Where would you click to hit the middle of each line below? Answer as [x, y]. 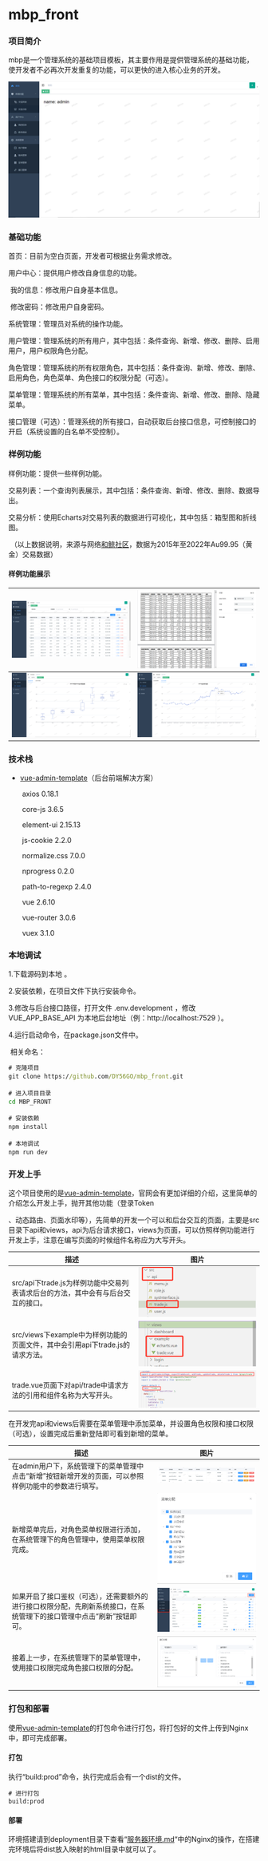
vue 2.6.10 [39, 902]
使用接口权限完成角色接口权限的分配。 [75, 1668]
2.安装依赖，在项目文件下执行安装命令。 [75, 991]
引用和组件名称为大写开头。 [71, 1395]
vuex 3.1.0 [38, 932]
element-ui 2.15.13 [51, 825]
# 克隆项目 [24, 1068]
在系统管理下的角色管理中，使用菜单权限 [78, 1539]
